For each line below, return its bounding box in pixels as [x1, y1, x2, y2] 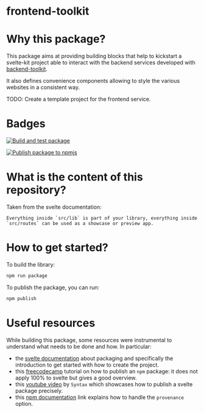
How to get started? [6, 241, 108, 254]
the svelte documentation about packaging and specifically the [15, 354, 174, 362]
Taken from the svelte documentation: [6, 203, 102, 210]
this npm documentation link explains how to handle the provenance [15, 393, 185, 401]
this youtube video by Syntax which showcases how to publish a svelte [15, 380, 193, 388]
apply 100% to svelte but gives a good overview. [15, 374, 137, 381]
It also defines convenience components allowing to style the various [6, 77, 180, 85]
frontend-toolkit [6, 4, 90, 18]
